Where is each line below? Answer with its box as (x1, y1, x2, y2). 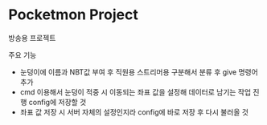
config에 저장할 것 (28, 97, 87, 107)
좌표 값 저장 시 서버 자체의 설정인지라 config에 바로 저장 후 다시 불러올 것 (19, 107, 249, 117)
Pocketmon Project (8, 6, 138, 24)
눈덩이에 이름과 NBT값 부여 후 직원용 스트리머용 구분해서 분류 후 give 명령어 (19, 67, 259, 77)
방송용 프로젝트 (8, 33, 56, 42)
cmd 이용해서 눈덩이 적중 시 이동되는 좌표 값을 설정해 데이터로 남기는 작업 (19, 87, 252, 97)
